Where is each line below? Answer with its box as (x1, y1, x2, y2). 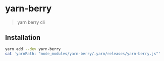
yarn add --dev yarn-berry (5, 46, 61, 52)
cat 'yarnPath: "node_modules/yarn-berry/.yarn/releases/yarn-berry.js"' (5, 51, 161, 56)
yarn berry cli (17, 19, 45, 25)
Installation (5, 33, 41, 42)
